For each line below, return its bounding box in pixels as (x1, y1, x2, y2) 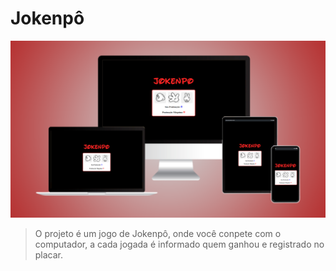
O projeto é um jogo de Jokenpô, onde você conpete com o (34, 228, 282, 240)
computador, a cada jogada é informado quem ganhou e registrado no (34, 238, 325, 251)
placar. (34, 249, 64, 261)
